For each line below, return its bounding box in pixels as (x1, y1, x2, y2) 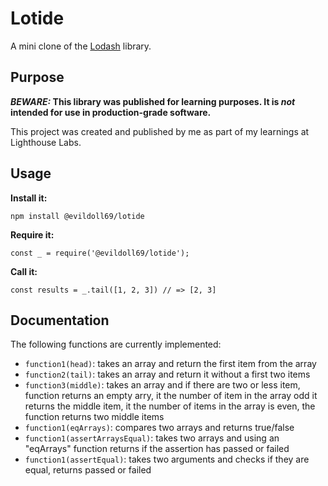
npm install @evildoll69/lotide (10, 211, 145, 221)
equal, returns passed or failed (24, 464, 152, 476)
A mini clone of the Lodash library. (10, 40, 152, 52)
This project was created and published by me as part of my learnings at (10, 125, 310, 137)
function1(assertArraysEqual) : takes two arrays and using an (24, 432, 280, 444)
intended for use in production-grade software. (10, 106, 212, 118)
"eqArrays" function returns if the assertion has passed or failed (24, 443, 290, 455)
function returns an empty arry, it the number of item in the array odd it (24, 390, 318, 402)
